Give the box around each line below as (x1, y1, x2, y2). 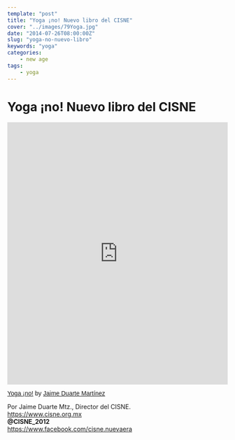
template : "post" (7, 10, 58, 17)
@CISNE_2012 (7, 418, 50, 426)
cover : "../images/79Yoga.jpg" (7, 23, 99, 30)
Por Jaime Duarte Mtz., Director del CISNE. (7, 403, 131, 411)
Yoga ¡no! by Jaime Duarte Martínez (7, 390, 106, 397)
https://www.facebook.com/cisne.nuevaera (7, 425, 133, 434)
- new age (20, 56, 49, 63)
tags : (7, 62, 23, 69)
